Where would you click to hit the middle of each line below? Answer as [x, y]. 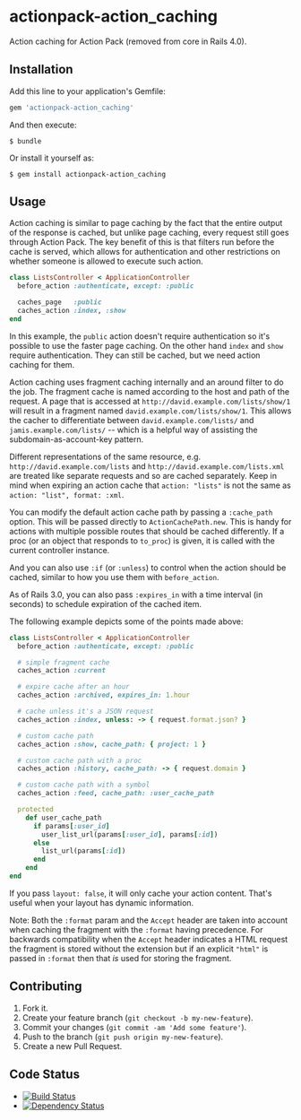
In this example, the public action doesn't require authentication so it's [140, 336]
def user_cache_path [64, 818]
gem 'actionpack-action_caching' [72, 108]
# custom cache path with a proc [80, 760]
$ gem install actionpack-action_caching [88, 174]
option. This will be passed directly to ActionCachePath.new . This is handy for [150, 521]
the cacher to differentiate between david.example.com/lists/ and [132, 420]
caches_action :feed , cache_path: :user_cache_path [116, 794]
